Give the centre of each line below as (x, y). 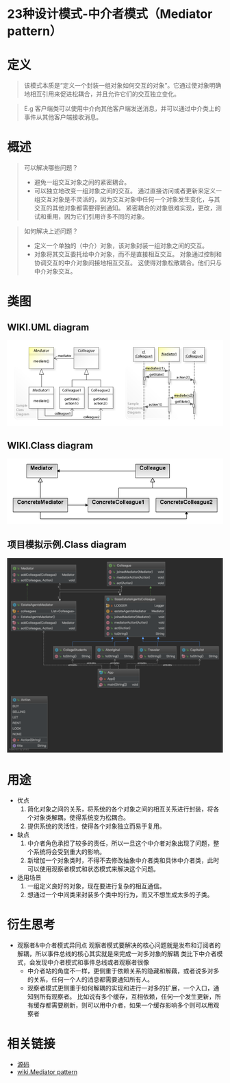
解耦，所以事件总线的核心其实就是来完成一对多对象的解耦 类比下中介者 (117, 953)
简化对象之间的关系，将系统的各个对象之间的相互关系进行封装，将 (120, 809)
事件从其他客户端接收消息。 (63, 117)
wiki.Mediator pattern (47, 1072)
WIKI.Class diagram (50, 446)
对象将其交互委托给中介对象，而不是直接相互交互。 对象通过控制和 (128, 254)
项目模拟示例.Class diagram (67, 545)
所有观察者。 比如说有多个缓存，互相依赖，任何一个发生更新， (127, 996)
